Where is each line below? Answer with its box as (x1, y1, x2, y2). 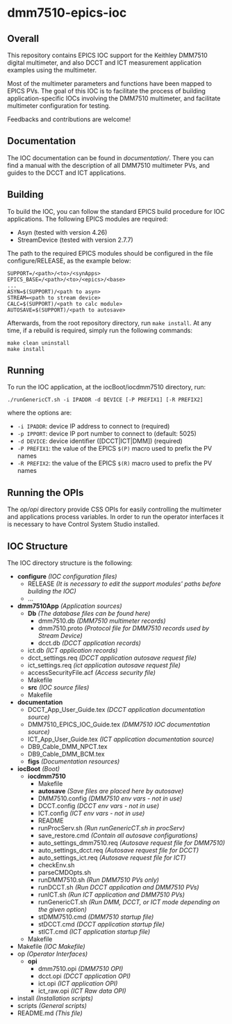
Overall (7, 33, 40, 45)
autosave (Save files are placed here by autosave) (38, 787, 184, 796)
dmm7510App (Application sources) (17, 602, 122, 610)
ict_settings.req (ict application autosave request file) (27, 661, 181, 669)
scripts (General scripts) (17, 1002, 87, 1010)
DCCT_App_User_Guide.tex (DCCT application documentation (27, 706, 206, 714)
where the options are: (7, 409, 72, 417)
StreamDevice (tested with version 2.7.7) (17, 235, 133, 244)
